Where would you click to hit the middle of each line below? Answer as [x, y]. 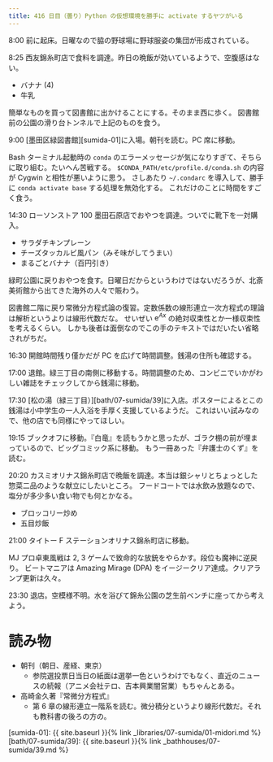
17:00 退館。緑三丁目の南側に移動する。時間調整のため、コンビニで [121, 373]
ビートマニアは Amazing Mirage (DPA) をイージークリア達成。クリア [139, 568]
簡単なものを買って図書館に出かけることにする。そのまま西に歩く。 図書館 [134, 112]
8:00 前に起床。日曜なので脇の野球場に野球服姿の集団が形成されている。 [131, 40]
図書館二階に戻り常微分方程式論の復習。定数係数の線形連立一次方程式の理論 [136, 307]
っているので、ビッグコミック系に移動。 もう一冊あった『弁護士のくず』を [134, 448]
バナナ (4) [37, 85]
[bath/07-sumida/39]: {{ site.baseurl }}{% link [85, 742]
